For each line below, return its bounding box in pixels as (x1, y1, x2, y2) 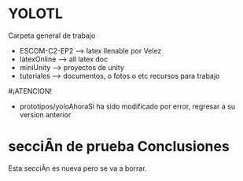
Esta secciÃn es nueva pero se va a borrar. (8, 163, 147, 173)
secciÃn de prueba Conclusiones (8, 138, 230, 156)
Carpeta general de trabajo (8, 31, 96, 40)
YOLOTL (8, 5, 64, 23)
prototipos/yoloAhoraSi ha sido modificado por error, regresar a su (19, 102, 236, 111)
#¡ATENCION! (8, 86, 53, 95)
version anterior (19, 109, 72, 119)
